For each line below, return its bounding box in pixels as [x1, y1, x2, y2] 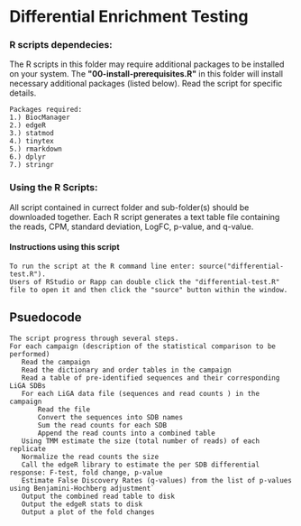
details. [9, 88, 37, 98]
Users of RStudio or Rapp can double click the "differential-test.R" [9, 277, 280, 286]
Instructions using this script [9, 242, 120, 253]
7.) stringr [9, 161, 54, 170]
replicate [9, 444, 47, 453]
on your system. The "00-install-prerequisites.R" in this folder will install [9, 69, 284, 79]
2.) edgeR [9, 121, 47, 130]
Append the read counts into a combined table [37, 429, 216, 438]
